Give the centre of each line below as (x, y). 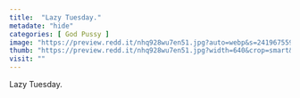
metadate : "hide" (42, 26)
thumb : (21, 51)
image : (21, 42)
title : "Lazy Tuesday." (55, 17)
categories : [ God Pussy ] (59, 34)
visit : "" (28, 59)
